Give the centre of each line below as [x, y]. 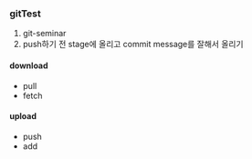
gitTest [25, 14]
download [29, 65]
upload [23, 116]
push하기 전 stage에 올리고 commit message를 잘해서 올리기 [133, 45]
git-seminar [44, 34]
